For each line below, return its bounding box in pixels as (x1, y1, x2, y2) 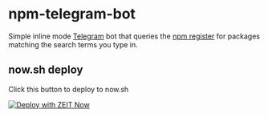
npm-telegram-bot (8, 5, 136, 23)
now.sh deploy (8, 63, 83, 77)
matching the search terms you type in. (8, 39, 138, 49)
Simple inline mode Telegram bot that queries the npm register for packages (8, 31, 261, 41)
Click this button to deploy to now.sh (8, 84, 129, 94)
